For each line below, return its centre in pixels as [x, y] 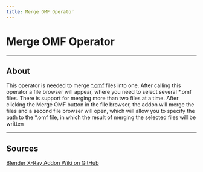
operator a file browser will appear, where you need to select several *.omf [99, 92]
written [15, 124]
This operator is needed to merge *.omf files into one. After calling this [94, 85]
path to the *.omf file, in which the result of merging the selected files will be [101, 117]
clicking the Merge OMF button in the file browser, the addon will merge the [100, 105]
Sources [22, 148]
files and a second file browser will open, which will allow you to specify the [101, 111]
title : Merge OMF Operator [40, 12]
